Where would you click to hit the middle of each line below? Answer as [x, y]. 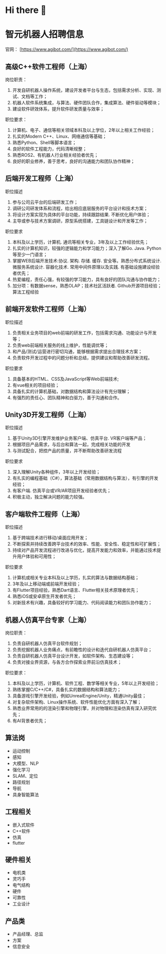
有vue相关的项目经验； [36, 385]
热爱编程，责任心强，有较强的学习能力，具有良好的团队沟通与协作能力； [86, 279]
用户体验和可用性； [36, 556]
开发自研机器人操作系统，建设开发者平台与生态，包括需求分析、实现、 [84, 90]
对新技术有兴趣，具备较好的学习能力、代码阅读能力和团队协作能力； [82, 603]
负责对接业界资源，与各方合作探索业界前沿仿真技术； [67, 662]
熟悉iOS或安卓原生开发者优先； [44, 596]
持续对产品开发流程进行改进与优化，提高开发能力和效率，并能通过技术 [84, 550]
